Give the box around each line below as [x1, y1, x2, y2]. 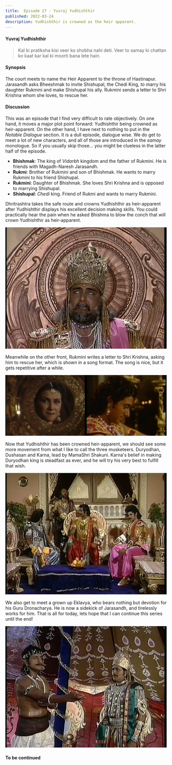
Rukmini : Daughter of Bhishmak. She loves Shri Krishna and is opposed [12, 180, 164, 186]
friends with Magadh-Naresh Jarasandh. [12, 163, 99, 170]
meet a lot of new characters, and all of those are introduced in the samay [5, 137, 162, 143]
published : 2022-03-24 [5, 13, 54, 19]
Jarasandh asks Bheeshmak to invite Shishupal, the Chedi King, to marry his [5, 81, 166, 87]
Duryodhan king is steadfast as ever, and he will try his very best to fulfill [5, 457, 159, 463]
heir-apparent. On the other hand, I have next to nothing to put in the [5, 126, 150, 132]
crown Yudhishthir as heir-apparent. [5, 217, 81, 223]
